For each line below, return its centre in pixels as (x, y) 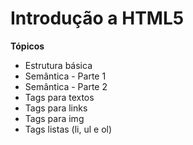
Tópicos (27, 46)
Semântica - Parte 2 (66, 86)
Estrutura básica (58, 65)
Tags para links (56, 108)
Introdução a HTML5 (97, 18)
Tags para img (54, 118)
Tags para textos (59, 97)
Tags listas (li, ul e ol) (68, 129)
